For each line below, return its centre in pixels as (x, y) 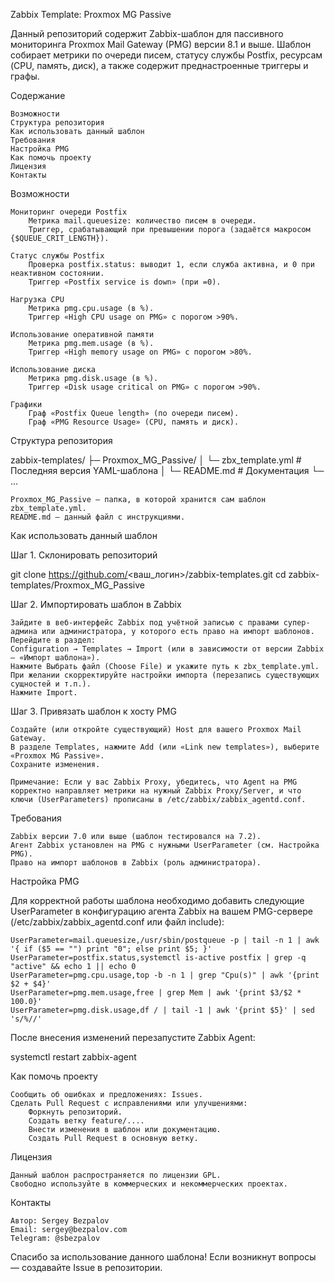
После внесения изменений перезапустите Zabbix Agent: (133, 1037)
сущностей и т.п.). (51, 684)
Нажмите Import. (44, 693)
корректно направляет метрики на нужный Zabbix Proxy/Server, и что (156, 791)
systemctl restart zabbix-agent (73, 1057)
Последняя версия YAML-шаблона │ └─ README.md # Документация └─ (167, 470)
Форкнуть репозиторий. (75, 1112)
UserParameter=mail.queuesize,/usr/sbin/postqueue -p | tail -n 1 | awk (165, 940)
